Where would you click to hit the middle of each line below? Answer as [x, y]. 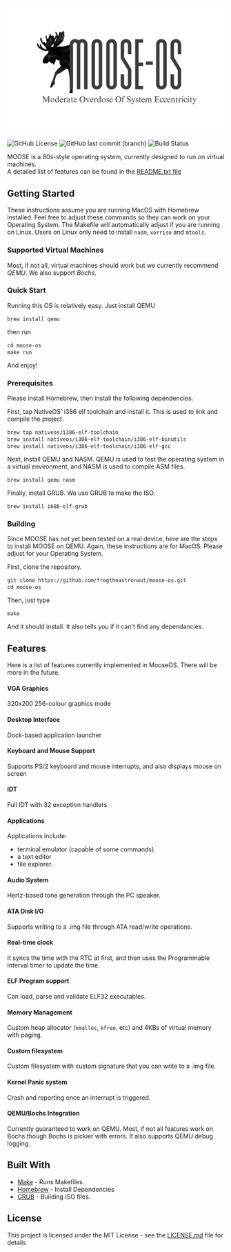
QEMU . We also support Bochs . [52, 273]
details [17, 1242]
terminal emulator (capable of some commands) [86, 849]
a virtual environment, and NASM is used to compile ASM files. [96, 466]
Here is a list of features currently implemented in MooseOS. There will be [112, 665]
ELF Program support [38, 981]
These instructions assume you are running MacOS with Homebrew [103, 210]
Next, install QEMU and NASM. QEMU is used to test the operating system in [116, 460]
